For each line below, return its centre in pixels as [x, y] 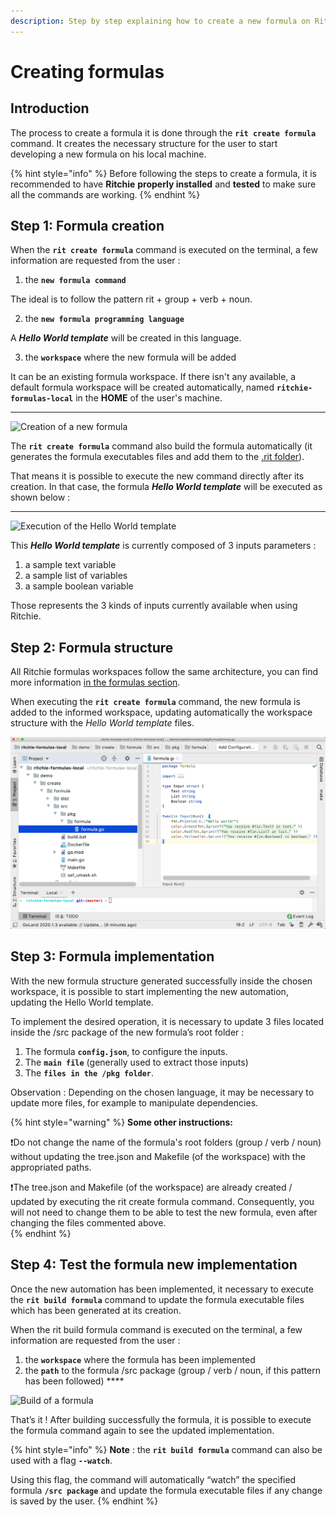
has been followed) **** [74, 1381]
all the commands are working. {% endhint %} [105, 194]
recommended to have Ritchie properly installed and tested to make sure [163, 184]
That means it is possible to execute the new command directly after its [157, 476]
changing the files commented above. [88, 1222]
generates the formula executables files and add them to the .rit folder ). [157, 457]
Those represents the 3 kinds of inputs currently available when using [154, 606]
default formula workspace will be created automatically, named [142, 387]
